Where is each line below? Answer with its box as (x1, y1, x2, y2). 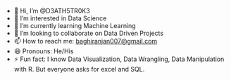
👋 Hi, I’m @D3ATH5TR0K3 (13, 7, 90, 15)
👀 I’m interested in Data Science (13, 14, 107, 22)
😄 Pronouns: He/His (13, 47, 74, 55)
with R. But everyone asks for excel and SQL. (13, 65, 145, 73)
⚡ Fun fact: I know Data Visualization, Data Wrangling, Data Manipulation (13, 55, 225, 63)
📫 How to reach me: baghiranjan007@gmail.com (13, 37, 158, 45)
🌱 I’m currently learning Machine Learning (13, 22, 136, 29)
